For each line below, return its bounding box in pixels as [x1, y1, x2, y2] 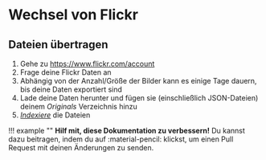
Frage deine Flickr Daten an [19, 68, 112, 77]
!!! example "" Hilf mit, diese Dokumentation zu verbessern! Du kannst [8, 126, 245, 135]
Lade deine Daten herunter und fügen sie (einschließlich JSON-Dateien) [19, 93, 259, 102]
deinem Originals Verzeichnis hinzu [19, 102, 138, 111]
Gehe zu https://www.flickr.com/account [19, 59, 155, 68]
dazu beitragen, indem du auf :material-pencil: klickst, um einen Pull [8, 134, 234, 144]
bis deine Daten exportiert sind [19, 84, 123, 94]
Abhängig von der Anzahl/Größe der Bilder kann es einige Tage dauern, [19, 76, 257, 85]
